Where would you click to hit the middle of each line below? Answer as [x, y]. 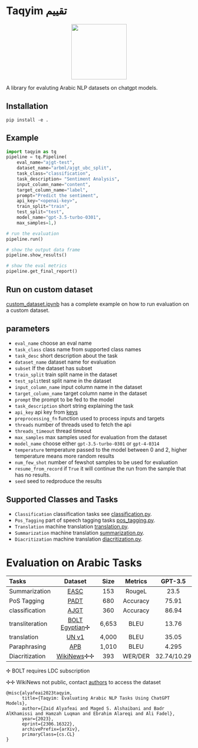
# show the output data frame [43, 250]
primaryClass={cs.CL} [48, 734]
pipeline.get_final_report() [42, 272]
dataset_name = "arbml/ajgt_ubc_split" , [64, 168]
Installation [27, 107]
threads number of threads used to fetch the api [73, 424]
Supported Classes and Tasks [62, 500]
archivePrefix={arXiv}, [51, 729]
